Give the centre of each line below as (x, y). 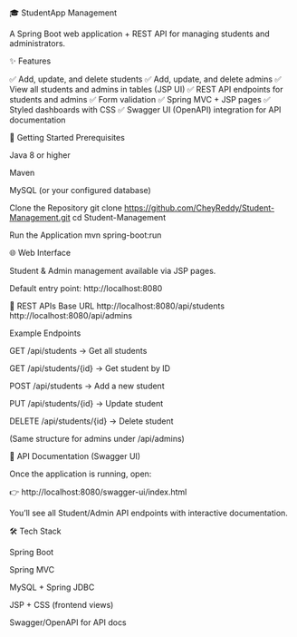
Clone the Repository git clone (66, 208)
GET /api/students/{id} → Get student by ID (90, 368)
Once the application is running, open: (81, 474)
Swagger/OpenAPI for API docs (68, 622)
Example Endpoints (45, 333)
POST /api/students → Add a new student (87, 386)
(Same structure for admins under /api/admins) (97, 439)
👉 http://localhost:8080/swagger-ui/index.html (98, 492)
